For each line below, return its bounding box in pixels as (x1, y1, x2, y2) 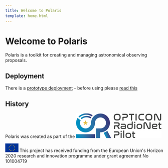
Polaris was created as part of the (5, 133, 75, 139)
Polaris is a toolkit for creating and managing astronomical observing (5, 52, 147, 58)
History (5, 99, 29, 108)
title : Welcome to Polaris (5, 8, 62, 13)
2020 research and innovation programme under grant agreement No (5, 153, 149, 159)
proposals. (5, 57, 28, 63)
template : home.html (5, 13, 49, 18)
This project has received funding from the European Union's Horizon (19, 147, 163, 153)
